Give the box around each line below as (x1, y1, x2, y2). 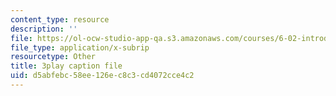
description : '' (10, 24, 78, 34)
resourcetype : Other (10, 52, 97, 62)
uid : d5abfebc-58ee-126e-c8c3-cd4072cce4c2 (10, 71, 195, 81)
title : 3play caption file (10, 61, 123, 71)
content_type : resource (10, 14, 110, 25)
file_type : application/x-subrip (10, 42, 150, 53)
